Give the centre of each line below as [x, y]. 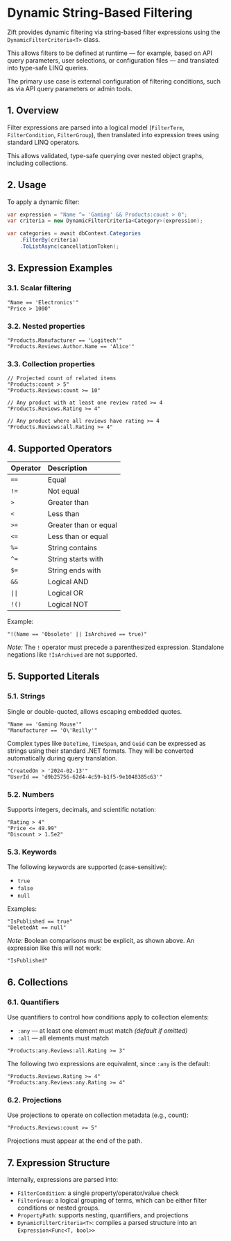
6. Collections [38, 982]
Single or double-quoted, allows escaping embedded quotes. [95, 711]
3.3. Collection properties [51, 364]
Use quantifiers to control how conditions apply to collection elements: [108, 1017]
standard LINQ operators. [43, 142]
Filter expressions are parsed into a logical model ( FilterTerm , [96, 127]
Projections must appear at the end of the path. [75, 1141]
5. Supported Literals [53, 677]
